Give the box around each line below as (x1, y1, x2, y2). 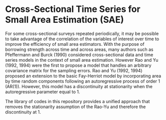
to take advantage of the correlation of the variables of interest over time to (5, 36, 160, 42)
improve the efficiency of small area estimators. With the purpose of (5, 41, 145, 47)
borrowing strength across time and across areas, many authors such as (5, 46, 154, 52)
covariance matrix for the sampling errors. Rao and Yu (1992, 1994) (5, 67, 143, 73)
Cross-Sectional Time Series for (5, 3, 141, 15)
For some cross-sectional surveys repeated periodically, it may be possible (5, 30, 159, 36)
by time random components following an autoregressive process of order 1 (5, 78, 161, 84)
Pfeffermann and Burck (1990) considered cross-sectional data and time (5, 51, 154, 58)
